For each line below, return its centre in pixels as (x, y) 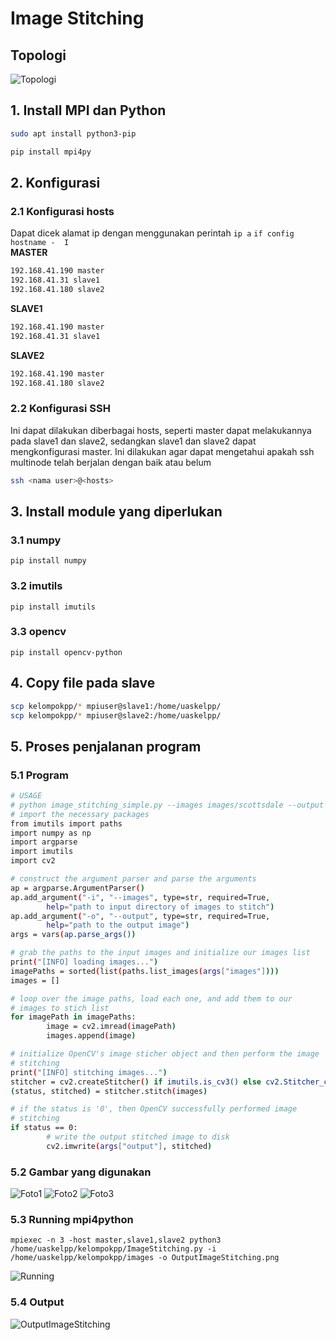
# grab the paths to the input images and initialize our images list (160, 953)
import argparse (44, 842)
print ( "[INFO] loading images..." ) (84, 962)
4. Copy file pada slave (83, 683)
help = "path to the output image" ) (118, 925)
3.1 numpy (36, 540)
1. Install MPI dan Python (88, 110)
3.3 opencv (38, 632)
